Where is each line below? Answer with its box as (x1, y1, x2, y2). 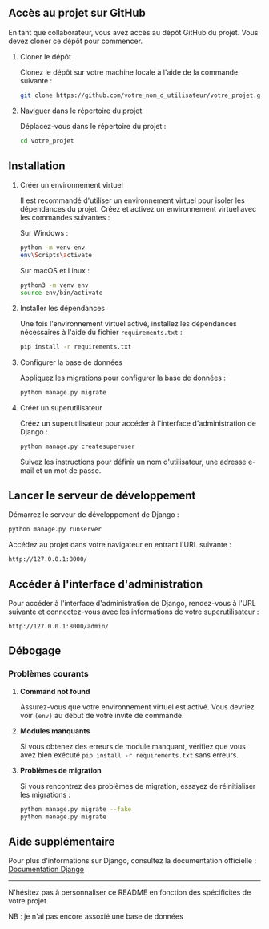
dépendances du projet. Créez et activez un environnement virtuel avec (19, 204, 257, 214)
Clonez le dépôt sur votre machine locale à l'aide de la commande (19, 67, 239, 77)
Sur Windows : (19, 228, 69, 238)
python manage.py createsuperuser (19, 442, 135, 450)
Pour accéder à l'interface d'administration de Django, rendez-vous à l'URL (8, 599, 256, 608)
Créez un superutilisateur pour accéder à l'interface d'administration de (19, 418, 256, 428)
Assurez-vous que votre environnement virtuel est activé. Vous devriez (19, 701, 255, 712)
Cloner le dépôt (19, 51, 72, 61)
